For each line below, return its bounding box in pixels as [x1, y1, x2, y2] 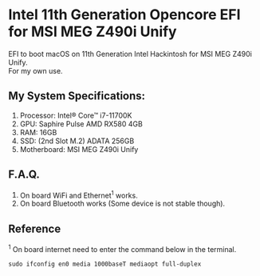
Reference [8, 222, 61, 235]
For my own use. [8, 66, 63, 75]
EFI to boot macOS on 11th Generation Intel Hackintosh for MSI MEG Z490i [8, 49, 253, 58]
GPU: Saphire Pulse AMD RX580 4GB [19, 118, 144, 129]
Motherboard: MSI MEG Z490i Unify [19, 144, 139, 154]
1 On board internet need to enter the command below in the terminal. [8, 243, 237, 254]
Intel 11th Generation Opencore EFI [8, 6, 241, 24]
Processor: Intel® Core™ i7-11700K [19, 110, 132, 120]
